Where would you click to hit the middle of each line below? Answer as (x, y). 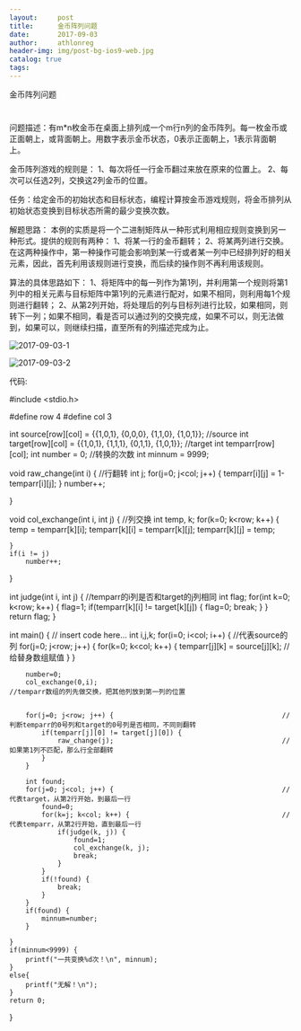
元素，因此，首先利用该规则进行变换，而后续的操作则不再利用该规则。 (139, 264)
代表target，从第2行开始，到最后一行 (70, 799)
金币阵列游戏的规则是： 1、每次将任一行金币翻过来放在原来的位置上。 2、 (145, 169)
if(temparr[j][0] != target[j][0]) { (112, 733)
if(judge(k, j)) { (91, 833)
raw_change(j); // (174, 741)
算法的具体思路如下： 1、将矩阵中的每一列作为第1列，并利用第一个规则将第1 (149, 283)
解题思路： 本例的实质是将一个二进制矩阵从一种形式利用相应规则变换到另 (144, 230)
